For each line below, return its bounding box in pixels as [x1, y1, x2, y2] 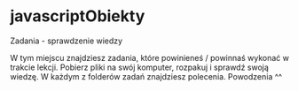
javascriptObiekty [10, 6, 145, 27]
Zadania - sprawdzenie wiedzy [10, 35, 123, 46]
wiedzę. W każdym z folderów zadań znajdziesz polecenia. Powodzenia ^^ [10, 71, 283, 81]
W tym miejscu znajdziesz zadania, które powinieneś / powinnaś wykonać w [10, 52, 289, 63]
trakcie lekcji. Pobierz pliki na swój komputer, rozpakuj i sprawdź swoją [10, 62, 270, 72]
